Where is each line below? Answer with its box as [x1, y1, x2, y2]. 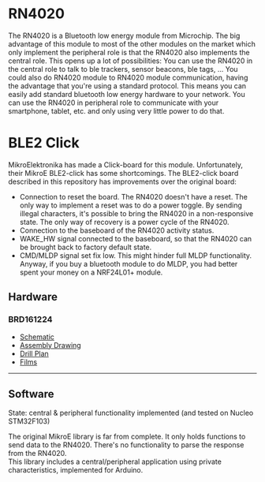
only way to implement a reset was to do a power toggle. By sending [19, 200, 243, 210]
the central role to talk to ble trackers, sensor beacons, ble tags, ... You [8, 64, 238, 73]
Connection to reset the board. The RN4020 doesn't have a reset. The [19, 192, 248, 201]
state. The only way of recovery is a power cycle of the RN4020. [19, 217, 230, 226]
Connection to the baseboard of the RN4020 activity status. [19, 226, 215, 235]
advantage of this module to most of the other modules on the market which [8, 39, 256, 48]
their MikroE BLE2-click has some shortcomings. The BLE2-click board [8, 168, 239, 177]
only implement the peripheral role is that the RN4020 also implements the [8, 47, 250, 57]
